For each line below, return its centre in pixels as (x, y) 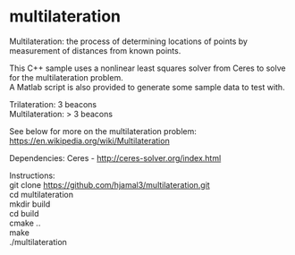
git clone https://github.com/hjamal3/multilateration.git (110, 184)
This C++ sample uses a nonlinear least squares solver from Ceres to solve (147, 68)
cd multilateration (42, 194)
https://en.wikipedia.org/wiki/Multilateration (89, 140)
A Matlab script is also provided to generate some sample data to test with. (147, 87)
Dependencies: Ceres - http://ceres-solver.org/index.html (115, 157)
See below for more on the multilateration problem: (103, 131)
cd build (24, 213)
